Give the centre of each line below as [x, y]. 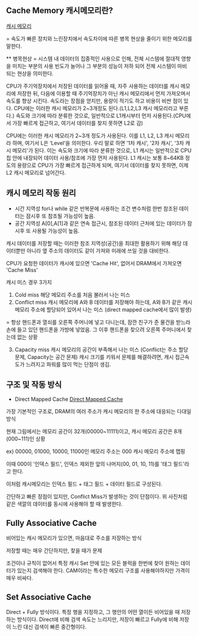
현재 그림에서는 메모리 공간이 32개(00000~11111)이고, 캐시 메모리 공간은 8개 [94, 432]
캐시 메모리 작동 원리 [41, 193]
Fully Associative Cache [51, 523]
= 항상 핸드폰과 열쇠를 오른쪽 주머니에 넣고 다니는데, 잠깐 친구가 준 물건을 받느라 [98, 322]
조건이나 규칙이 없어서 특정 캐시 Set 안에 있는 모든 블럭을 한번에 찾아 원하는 [93, 563]
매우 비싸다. [20, 578]
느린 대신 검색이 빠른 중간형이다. [49, 627]
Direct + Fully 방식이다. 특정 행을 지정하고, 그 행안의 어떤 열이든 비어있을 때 [93, 612]
